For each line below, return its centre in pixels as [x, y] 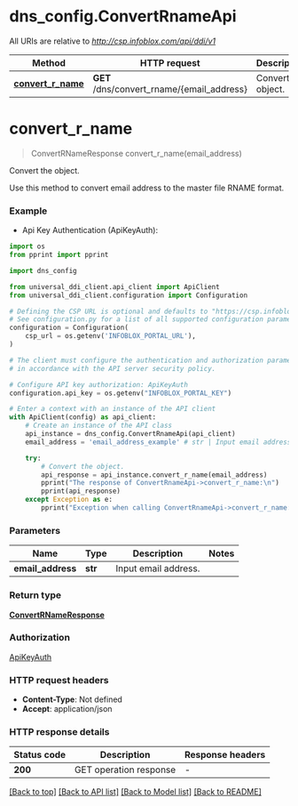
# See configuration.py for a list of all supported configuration [137, 319]
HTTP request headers [59, 680]
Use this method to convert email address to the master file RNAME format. [147, 188]
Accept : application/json [67, 709]
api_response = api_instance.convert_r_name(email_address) [154, 475]
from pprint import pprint [59, 255]
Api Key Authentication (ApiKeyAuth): [90, 230]
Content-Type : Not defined [72, 699]
